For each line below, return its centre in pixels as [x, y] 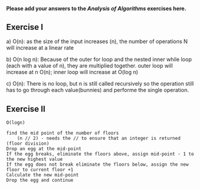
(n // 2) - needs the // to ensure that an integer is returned [99, 138]
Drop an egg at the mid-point [44, 149]
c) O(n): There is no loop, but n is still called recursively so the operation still [100, 84]
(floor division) [28, 144]
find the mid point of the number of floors [63, 133]
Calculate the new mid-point [43, 175]
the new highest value [34, 159]
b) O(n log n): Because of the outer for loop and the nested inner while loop [99, 59]
